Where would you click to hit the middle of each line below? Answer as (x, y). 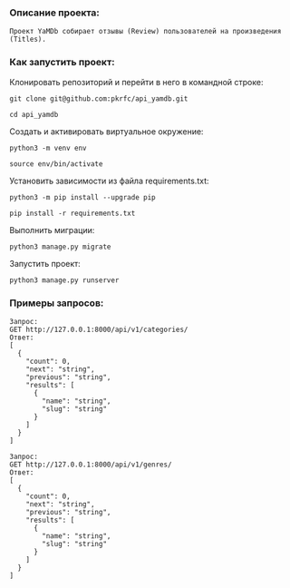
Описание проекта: (54, 13)
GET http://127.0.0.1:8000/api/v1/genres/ (91, 465)
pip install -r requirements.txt (72, 213)
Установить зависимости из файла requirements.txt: (109, 181)
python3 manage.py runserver (64, 280)
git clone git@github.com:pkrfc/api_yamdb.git (99, 98)
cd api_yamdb (34, 114)
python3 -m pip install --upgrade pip (82, 197)
